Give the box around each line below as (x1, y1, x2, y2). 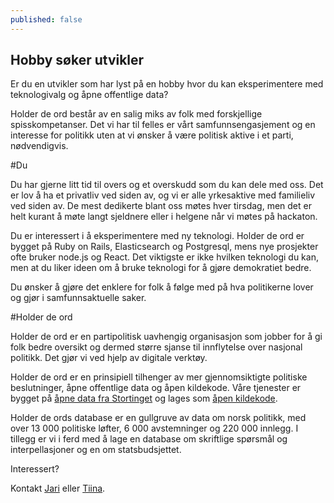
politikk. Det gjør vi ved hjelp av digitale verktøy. (10, 352, 208, 364)
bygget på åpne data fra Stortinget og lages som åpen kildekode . (10, 392, 278, 405)
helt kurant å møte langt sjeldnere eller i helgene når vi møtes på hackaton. (10, 211, 318, 223)
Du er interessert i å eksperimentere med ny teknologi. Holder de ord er (10, 230, 305, 242)
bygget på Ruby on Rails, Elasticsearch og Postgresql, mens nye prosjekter (10, 241, 319, 253)
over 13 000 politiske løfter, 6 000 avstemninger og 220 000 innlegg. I (10, 422, 299, 435)
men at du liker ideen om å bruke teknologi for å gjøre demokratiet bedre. (10, 262, 312, 274)
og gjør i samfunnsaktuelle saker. (10, 292, 147, 304)
